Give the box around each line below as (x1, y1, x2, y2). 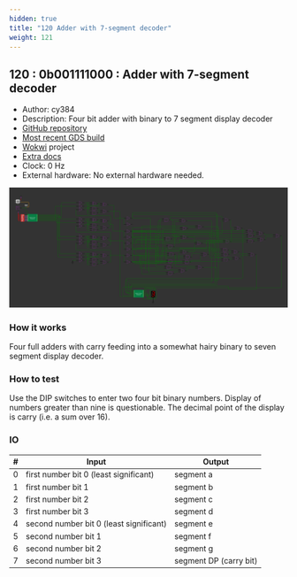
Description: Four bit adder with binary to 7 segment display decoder (21, 113, 273, 124)
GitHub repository (21, 123, 88, 134)
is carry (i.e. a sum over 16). (9, 412, 110, 422)
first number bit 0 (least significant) (26, 469, 155, 480)
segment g (174, 542, 214, 553)
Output (202, 457, 230, 467)
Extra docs (21, 151, 62, 162)
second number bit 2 (26, 542, 102, 553)
